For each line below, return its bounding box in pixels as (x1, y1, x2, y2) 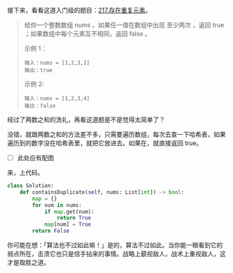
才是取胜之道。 (7, 258, 50, 267)
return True (56, 215, 92, 222)
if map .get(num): (44, 208, 95, 215)
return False (32, 228, 70, 235)
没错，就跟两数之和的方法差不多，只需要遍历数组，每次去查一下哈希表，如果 (7, 131, 226, 138)
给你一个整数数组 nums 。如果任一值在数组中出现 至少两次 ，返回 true (24, 21, 224, 29)
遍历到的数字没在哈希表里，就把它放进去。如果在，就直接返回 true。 (7, 139, 203, 147)
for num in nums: (32, 201, 82, 208)
